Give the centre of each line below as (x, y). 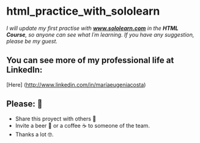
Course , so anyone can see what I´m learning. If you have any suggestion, (100, 34)
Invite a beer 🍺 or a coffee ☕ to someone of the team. (82, 125)
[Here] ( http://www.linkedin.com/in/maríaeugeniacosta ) (76, 84)
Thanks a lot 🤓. (34, 134)
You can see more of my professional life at (90, 60)
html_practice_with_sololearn (83, 11)
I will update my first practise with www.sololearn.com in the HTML (92, 28)
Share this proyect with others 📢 (56, 119)
